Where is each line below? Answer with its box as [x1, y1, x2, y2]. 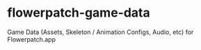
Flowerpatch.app [7, 35, 56, 43]
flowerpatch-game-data [7, 5, 151, 21]
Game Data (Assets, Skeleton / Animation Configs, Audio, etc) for [7, 28, 194, 36]
